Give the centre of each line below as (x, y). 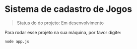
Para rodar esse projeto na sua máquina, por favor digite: (63, 32)
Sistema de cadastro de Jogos (68, 9)
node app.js (17, 41)
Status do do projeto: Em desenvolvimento (60, 23)
